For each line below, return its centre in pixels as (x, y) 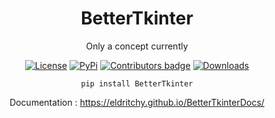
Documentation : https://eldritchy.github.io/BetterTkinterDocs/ (137, 102)
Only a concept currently (137, 46)
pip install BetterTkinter (137, 83)
